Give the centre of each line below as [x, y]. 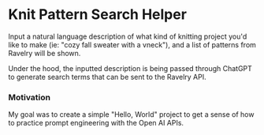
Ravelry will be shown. [45, 53]
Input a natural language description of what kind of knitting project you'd [128, 36]
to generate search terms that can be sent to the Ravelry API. [107, 77]
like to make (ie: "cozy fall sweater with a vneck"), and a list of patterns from [132, 44]
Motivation [30, 97]
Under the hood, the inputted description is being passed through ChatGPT [130, 68]
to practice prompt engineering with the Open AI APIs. [96, 123]
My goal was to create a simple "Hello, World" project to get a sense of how [131, 114]
